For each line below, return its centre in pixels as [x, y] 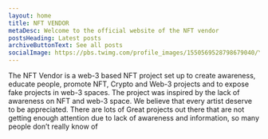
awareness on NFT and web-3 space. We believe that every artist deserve [130, 101]
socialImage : [30, 53]
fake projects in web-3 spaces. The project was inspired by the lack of [124, 92]
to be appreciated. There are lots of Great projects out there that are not [126, 109]
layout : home [30, 16]
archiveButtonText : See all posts [66, 46]
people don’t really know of [53, 126]
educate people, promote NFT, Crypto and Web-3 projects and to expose [129, 84]
